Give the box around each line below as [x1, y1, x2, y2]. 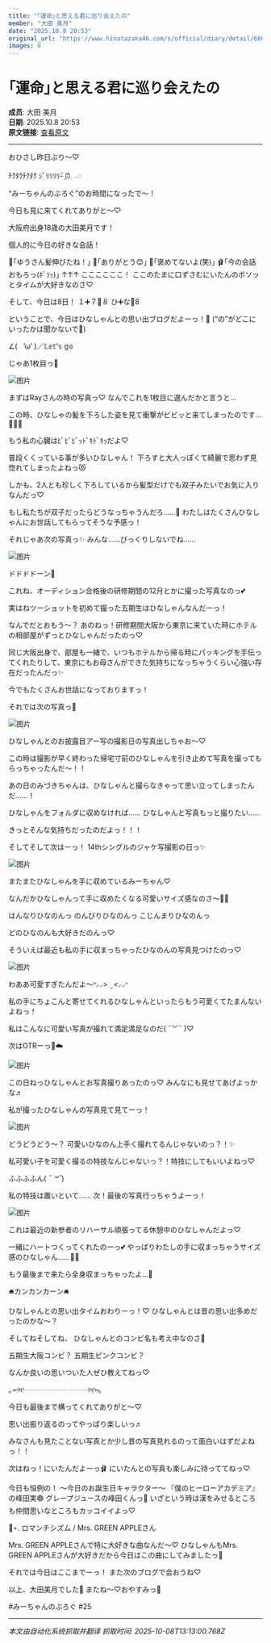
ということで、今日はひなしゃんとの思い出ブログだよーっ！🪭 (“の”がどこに [8, 314, 256, 324]
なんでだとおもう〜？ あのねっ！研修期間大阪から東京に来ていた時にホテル [8, 621, 257, 630]
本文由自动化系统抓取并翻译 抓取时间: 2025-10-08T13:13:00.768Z [8, 1627, 226, 1637]
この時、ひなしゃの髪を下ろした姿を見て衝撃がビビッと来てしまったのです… [8, 410, 262, 420]
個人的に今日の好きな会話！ [8, 240, 101, 250]
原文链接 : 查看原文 [8, 128, 69, 137]
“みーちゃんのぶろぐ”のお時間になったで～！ [8, 189, 156, 199]
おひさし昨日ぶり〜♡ [8, 153, 80, 162]
